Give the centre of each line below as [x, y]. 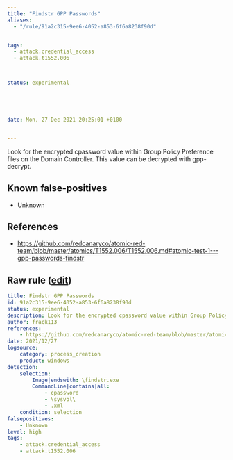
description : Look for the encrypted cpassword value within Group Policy [118, 315]
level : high [24, 432]
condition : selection [51, 412]
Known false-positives [57, 188]
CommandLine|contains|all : [71, 386]
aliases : [20, 20]
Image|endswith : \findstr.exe [76, 380]
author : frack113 [32, 322]
